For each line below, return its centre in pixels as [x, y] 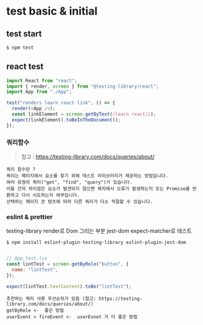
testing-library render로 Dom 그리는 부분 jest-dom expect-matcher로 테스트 [99, 231]
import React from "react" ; [42, 80]
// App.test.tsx [27, 259]
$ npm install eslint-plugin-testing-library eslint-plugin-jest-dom [96, 243]
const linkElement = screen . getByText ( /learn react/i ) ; [84, 114]
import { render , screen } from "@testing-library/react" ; [83, 86]
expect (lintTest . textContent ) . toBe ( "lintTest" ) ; [69, 286]
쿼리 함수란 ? [21, 169]
